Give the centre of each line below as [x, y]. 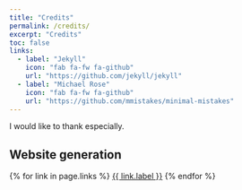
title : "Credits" [42, 17]
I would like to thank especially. [67, 126]
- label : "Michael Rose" [64, 84]
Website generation [66, 155]
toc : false [30, 43]
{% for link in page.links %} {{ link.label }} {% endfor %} [112, 177]
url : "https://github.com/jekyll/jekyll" [104, 76]
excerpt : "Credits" [46, 34]
